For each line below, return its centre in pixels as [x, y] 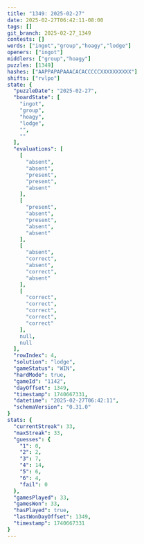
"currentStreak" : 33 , [45, 426]
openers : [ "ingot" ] [35, 53]
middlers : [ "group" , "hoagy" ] [49, 59]
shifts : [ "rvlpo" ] [34, 78]
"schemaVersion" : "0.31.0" [52, 407]
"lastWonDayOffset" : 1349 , [52, 517]
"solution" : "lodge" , [45, 362]
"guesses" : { [32, 439]
